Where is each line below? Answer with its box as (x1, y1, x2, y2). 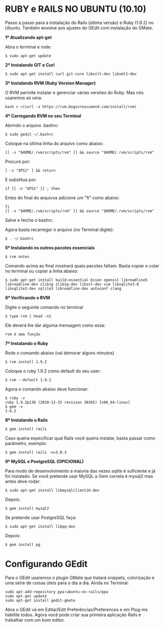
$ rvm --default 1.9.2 (5, 377, 51, 382)
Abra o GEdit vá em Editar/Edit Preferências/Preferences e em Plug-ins (5, 606, 148, 612)
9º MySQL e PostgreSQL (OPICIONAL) (5, 458, 84, 464)
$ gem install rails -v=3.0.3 (5, 450, 67, 455)
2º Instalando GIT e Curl (5, 62, 55, 68)
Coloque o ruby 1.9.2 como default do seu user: (5, 368, 101, 374)
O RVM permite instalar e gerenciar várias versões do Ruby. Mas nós (5, 89, 144, 95)
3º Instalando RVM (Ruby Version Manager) (5, 80, 96, 86)
